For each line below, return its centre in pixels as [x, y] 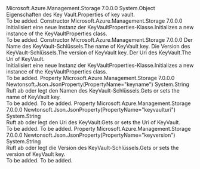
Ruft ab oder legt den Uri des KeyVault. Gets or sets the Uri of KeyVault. [93, 122]
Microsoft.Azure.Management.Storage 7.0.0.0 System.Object [81, 8]
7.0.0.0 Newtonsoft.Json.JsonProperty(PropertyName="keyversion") [91, 135]
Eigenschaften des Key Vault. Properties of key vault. [71, 14]
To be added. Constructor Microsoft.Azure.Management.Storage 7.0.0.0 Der [99, 40]
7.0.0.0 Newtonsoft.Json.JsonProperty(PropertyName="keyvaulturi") [91, 110]
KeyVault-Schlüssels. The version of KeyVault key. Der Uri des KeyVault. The [99, 53]
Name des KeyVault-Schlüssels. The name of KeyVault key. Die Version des [98, 46]
